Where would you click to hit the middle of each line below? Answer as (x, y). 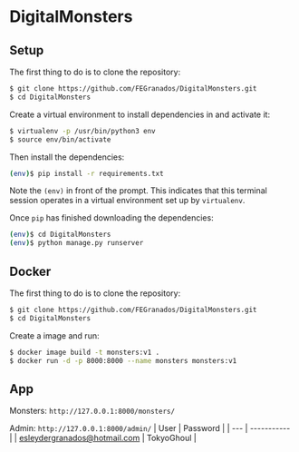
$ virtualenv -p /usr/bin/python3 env (82, 131)
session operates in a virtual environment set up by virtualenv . (127, 201)
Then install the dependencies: (67, 157)
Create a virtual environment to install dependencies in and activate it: (140, 114)
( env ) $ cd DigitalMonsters (60, 235)
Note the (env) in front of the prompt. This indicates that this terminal (138, 191)
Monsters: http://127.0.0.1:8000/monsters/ (92, 411)
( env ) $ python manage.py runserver (77, 243)
